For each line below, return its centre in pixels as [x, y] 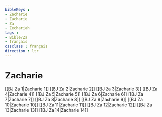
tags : [12, 33]
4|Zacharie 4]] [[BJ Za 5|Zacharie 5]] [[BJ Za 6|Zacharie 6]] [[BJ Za [74, 94]
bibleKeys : [17, 10]
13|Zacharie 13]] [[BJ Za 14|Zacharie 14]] [47, 110]
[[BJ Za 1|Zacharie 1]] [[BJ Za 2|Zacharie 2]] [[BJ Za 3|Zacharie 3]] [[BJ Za [81, 89]
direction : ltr [22, 51]
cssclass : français [27, 46]
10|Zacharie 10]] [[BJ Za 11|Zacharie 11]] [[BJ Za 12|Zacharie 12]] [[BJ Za [79, 105]
